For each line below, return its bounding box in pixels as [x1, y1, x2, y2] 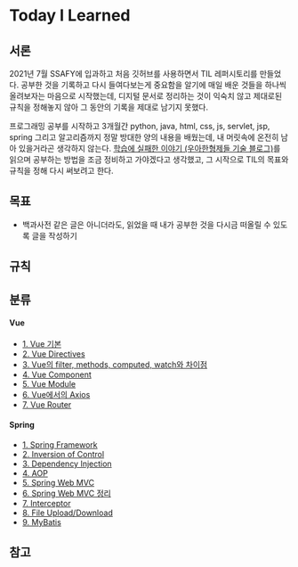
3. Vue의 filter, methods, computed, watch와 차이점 [21, 358, 207, 370]
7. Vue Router [21, 399, 72, 410]
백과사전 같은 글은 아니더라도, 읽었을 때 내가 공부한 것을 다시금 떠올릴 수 [21, 219, 271, 230]
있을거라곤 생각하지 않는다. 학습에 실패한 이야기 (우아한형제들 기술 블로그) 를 [18, 144, 281, 153]
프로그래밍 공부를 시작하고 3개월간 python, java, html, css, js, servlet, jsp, [9, 121, 270, 131]
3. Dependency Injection [21, 458, 113, 469]
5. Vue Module [21, 378, 77, 389]
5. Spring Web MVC [21, 478, 95, 488]
